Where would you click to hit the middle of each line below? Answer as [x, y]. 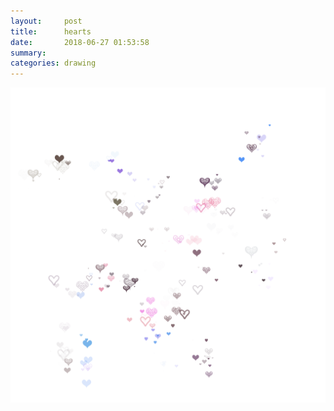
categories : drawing [53, 63]
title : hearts [51, 31]
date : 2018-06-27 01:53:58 [80, 42]
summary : [28, 53]
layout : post [46, 21]
